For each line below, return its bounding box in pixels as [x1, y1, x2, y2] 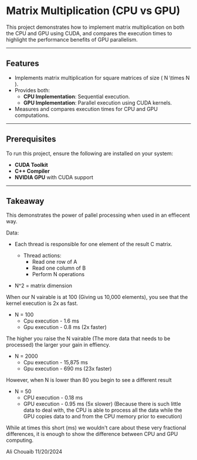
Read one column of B [32, 264, 86, 271]
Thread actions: [23, 252, 62, 259]
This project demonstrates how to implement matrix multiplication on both [6, 23, 185, 31]
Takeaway [6, 196, 45, 206]
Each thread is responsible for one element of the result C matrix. [14, 241, 173, 248]
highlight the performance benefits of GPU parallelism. [6, 36, 138, 43]
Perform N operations [32, 271, 85, 278]
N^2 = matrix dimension [14, 282, 72, 289]
